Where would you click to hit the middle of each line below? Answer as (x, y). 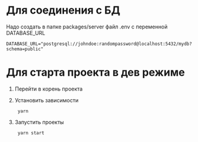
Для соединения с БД (63, 10)
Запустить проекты (39, 122)
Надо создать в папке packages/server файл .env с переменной (87, 27)
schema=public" (25, 49)
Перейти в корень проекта (49, 89)
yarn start (31, 133)
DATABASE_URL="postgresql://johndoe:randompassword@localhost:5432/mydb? (99, 44)
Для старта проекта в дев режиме (95, 72)
